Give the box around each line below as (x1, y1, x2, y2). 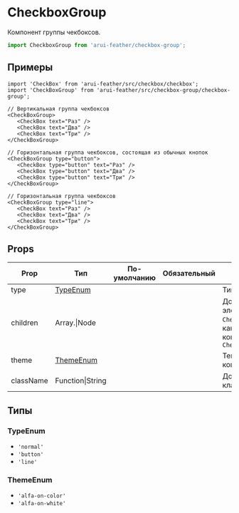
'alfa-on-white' (17, 500, 66, 507)
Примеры (7, 61, 53, 73)
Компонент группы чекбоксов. (7, 28, 101, 36)
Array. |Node (55, 318, 96, 328)
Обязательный (162, 269, 216, 279)
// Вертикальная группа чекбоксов (7, 105, 110, 113)
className (11, 375, 48, 385)
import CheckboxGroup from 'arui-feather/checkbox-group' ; (7, 41, 186, 48)
